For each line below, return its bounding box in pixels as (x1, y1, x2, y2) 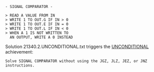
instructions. (5, 63, 35, 68)
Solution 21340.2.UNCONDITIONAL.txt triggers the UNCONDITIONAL (5, 43, 149, 49)
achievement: (5, 49, 34, 54)
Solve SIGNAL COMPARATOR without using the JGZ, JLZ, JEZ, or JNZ (5, 58, 147, 63)
